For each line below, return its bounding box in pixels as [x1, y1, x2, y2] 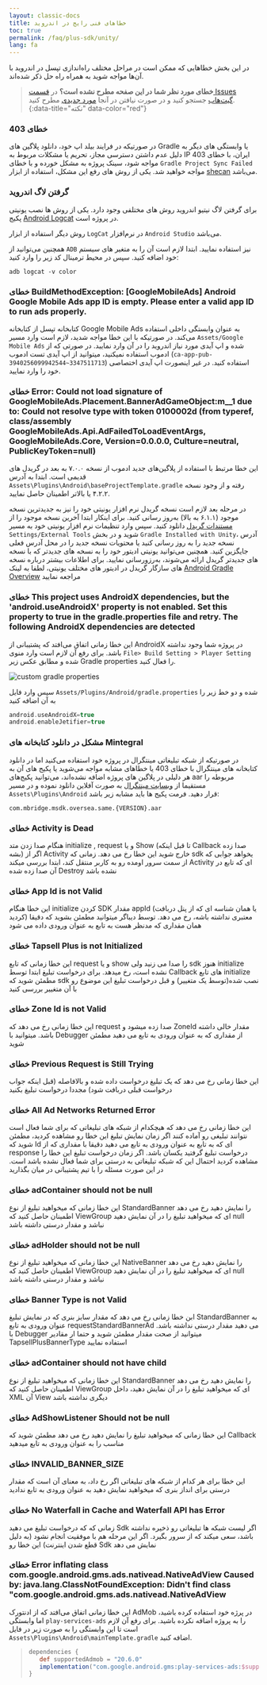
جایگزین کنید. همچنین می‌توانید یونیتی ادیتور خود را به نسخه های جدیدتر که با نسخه [9, 546, 249, 556]
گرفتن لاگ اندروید [9, 187, 70, 198]
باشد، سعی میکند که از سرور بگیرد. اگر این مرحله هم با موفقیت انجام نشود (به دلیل [9, 1531, 254, 1540]
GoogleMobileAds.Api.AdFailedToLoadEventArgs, [9, 426, 206, 437]
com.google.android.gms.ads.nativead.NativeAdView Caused [9, 1569, 254, 1580]
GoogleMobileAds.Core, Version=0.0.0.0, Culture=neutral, [9, 435, 239, 446]
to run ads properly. [9, 306, 87, 317]
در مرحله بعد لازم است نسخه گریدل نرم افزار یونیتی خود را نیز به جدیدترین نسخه [9, 504, 246, 514]
